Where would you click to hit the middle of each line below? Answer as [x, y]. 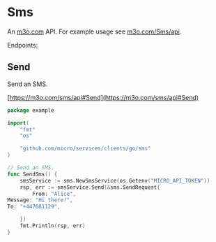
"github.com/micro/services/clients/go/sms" [85, 149]
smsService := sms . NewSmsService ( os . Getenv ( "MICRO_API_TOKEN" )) [115, 180]
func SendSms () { [32, 174]
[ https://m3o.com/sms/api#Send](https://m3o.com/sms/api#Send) [103, 97]
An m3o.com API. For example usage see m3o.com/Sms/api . [94, 31]
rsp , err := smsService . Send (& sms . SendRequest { [90, 187]
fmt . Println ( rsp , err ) [53, 226]
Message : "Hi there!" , [40, 200]
